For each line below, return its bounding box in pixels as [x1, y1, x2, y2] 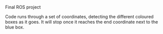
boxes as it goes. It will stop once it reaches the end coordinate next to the [5, 19, 159, 25]
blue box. [5, 24, 24, 30]
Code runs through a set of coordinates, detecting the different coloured [5, 14, 154, 19]
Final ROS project [5, 4, 41, 10]
